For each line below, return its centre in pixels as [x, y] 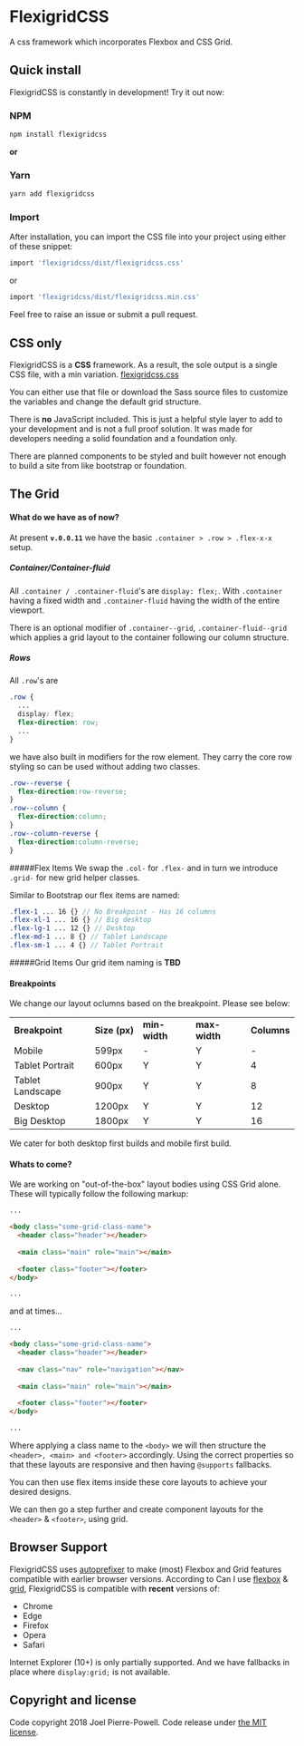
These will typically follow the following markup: [99, 1194]
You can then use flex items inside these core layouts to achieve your [138, 1482]
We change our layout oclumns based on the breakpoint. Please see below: [150, 1004]
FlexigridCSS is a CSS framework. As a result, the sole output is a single [143, 364]
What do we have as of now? [64, 517]
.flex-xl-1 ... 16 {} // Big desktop [81, 920]
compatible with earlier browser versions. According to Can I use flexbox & [149, 1578]
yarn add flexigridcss [52, 194]
